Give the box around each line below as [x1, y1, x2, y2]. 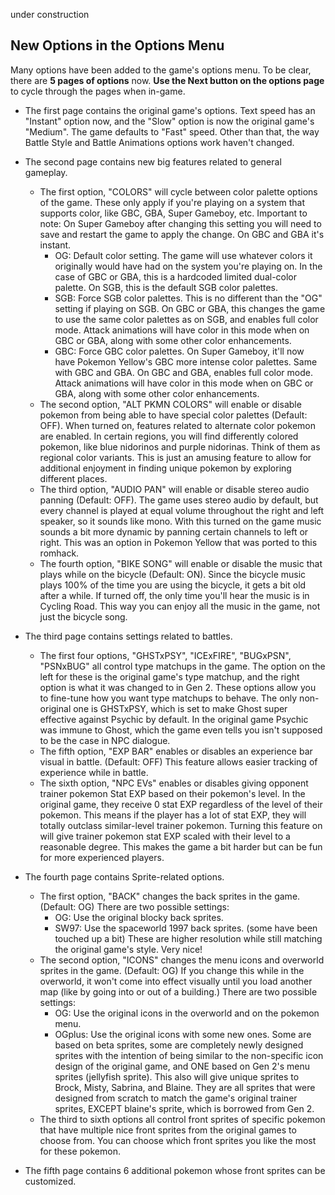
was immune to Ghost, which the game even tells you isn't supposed [39, 724, 323, 736]
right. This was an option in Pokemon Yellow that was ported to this [39, 536, 318, 548]
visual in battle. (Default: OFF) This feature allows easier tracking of [39, 755, 318, 768]
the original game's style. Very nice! [54, 943, 203, 955]
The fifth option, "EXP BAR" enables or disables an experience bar [39, 745, 313, 757]
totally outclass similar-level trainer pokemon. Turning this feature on [39, 819, 323, 831]
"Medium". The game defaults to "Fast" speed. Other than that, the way [24, 125, 320, 138]
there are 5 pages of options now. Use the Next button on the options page [10, 74, 325, 86]
